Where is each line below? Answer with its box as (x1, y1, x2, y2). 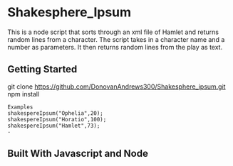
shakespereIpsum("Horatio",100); (7, 116, 107, 123)
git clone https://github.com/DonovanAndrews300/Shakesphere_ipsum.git (7, 82, 226, 91)
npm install (7, 89, 40, 98)
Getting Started (7, 63, 78, 75)
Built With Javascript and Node (7, 148, 148, 160)
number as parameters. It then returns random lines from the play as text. (7, 43, 223, 51)
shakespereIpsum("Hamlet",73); (7, 122, 100, 129)
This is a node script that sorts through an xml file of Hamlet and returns (7, 28, 219, 36)
